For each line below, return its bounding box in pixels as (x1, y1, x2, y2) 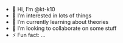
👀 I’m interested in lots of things (12, 12, 92, 19)
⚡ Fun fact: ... (12, 32, 46, 38)
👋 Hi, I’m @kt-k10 (12, 6, 56, 13)
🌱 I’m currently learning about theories (12, 19, 109, 25)
